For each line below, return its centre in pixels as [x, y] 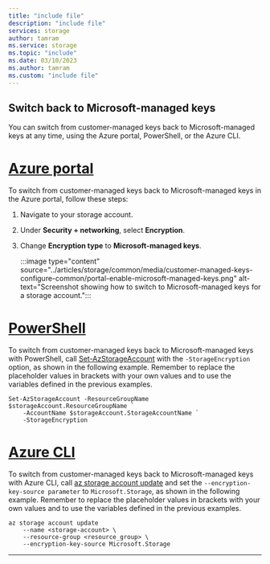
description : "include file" [57, 23]
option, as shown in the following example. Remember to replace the [122, 367]
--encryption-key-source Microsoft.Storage [97, 544]
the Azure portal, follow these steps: [68, 199]
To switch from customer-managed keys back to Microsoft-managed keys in [135, 190]
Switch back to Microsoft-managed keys [112, 108]
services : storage [39, 31]
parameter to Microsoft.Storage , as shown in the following [144, 492]
